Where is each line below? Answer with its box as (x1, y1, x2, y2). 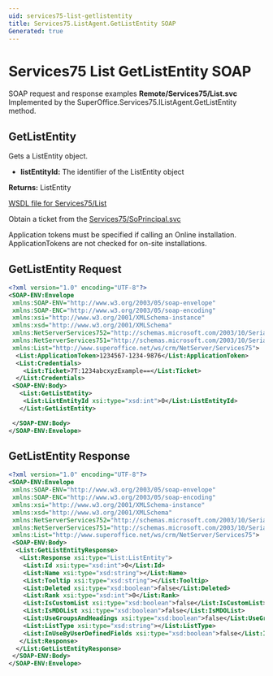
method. (8, 106, 37, 116)
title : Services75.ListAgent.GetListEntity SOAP (8, 19, 176, 28)
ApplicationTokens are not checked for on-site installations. (8, 239, 207, 249)
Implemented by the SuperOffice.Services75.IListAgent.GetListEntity (8, 97, 237, 107)
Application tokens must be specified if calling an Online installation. (8, 230, 237, 240)
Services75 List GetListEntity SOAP (8, 62, 252, 80)
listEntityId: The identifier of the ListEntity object (19, 167, 184, 177)
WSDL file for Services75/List (8, 198, 107, 208)
